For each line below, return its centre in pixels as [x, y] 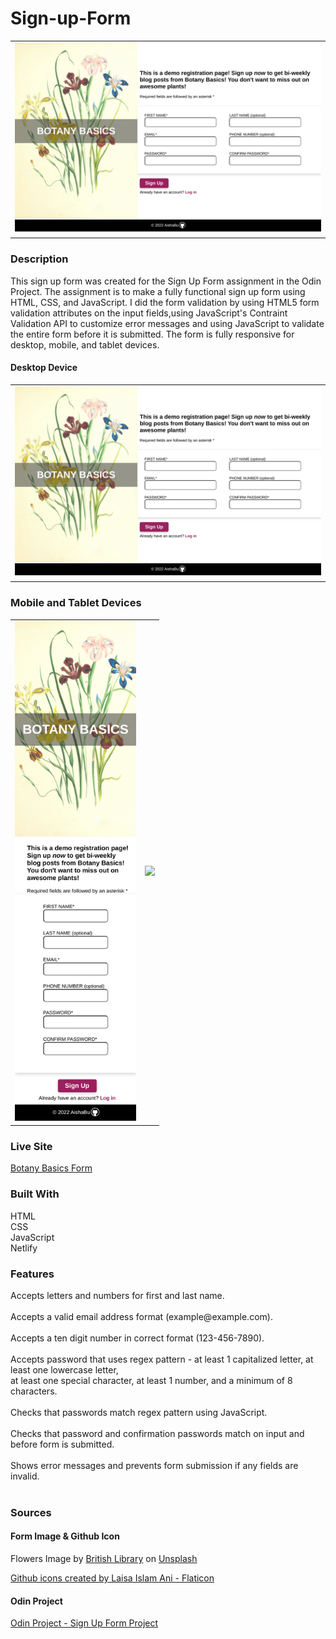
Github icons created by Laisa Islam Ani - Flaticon [112, 1578]
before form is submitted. [62, 1444]
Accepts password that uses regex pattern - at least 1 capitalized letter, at [162, 1359]
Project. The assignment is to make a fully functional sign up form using [158, 291]
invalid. [25, 1476]
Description [39, 259]
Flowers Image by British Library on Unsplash [104, 1558]
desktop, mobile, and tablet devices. [85, 344]
